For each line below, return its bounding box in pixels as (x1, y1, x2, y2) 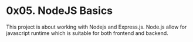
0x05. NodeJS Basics (6, 4, 113, 17)
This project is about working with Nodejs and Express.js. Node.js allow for (6, 23, 187, 30)
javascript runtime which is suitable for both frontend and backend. (6, 29, 168, 36)
